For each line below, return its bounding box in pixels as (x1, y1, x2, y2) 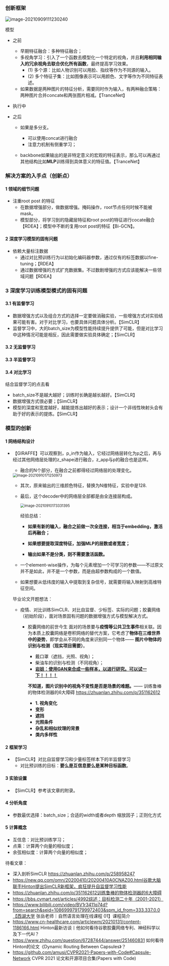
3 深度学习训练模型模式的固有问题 (5, 287, 87, 294)
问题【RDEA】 (24, 273, 54, 279)
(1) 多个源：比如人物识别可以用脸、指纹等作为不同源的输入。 (27, 67, 154, 73)
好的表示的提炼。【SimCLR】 (21, 411, 80, 417)
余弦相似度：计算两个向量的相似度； (12, 849, 88, 855)
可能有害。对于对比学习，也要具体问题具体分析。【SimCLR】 (17, 319, 142, 325)
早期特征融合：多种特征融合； (20, 48, 82, 54)
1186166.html (12, 925, 39, 931)
